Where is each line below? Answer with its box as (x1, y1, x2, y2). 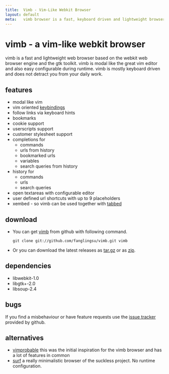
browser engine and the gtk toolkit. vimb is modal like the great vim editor (5, 60, 157, 66)
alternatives (5, 333, 44, 342)
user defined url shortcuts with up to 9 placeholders (12, 195, 121, 201)
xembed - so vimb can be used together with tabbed (12, 201, 122, 207)
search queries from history (20, 163, 78, 169)
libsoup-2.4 (12, 285, 37, 292)
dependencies (5, 262, 51, 270)
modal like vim (12, 99, 43, 105)
